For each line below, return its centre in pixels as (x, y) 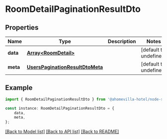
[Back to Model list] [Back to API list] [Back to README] (62, 132)
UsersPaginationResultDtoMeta (65, 67)
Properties (22, 28)
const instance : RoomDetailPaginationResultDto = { (60, 108)
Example (19, 88)
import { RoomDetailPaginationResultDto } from (55, 99)
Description (122, 41)
